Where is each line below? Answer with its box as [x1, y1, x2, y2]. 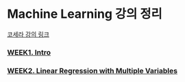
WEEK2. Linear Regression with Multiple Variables [7, 66, 178, 75]
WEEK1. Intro [7, 47, 51, 57]
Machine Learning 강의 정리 [7, 6, 162, 22]
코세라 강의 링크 [7, 30, 50, 38]
